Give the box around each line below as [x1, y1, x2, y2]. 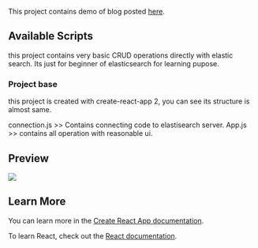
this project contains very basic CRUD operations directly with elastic [8, 51, 234, 60]
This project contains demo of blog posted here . [8, 7, 166, 16]
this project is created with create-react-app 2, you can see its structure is [8, 96, 250, 106]
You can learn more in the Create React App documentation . [8, 216, 204, 225]
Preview [8, 152, 50, 165]
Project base [8, 78, 58, 89]
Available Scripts [8, 29, 93, 43]
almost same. [8, 105, 52, 115]
